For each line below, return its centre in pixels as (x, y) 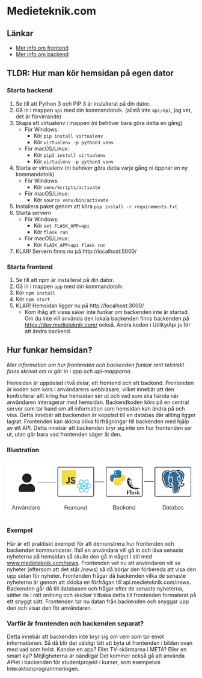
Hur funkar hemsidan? (50, 350)
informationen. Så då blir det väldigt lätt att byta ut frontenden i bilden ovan (100, 643)
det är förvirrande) (38, 117)
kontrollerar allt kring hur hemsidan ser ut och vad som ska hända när (93, 395)
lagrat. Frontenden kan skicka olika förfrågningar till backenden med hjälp (98, 421)
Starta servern (33, 213)
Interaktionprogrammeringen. (43, 668)
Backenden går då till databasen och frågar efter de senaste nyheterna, (95, 588)
